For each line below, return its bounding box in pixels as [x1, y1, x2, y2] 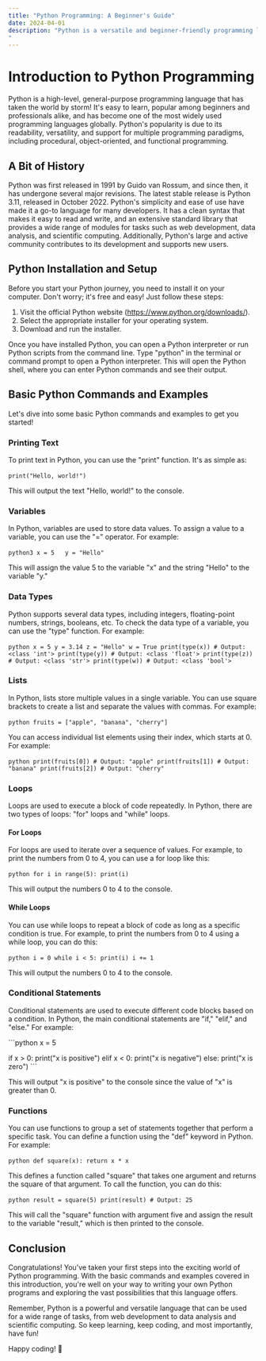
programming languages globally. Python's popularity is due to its [8, 120, 223, 129]
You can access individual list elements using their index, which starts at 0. [8, 732, 253, 742]
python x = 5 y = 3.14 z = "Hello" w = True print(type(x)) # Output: [8, 643, 246, 651]
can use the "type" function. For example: [8, 626, 145, 636]
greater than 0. [8, 1085, 57, 1095]
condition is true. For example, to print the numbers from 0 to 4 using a [8, 928, 240, 938]
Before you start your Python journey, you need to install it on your [8, 283, 226, 293]
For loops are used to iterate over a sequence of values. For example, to [8, 845, 243, 855]
